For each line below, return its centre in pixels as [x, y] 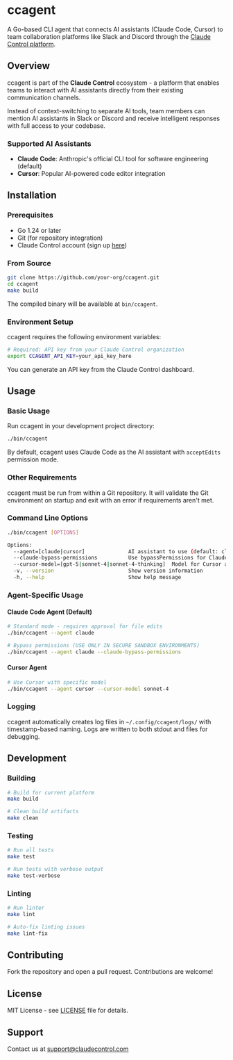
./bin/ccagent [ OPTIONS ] [43, 532]
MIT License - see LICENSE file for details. [68, 1011]
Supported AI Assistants [49, 143]
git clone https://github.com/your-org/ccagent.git [83, 278]
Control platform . [32, 44]
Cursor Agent [27, 668]
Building [21, 778]
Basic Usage [29, 411]
